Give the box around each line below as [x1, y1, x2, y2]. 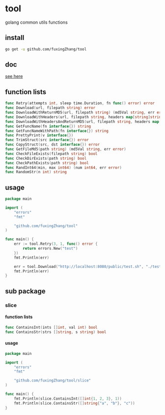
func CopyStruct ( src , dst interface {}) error [5, 142, 100, 147]
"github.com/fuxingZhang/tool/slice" [14, 378, 91, 383]
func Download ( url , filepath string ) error [5, 106, 96, 111]
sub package [5, 287, 46, 295]
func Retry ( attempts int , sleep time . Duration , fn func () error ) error [5, 101, 155, 106]
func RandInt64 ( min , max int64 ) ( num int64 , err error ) [5, 165, 122, 170]
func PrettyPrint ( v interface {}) [5, 133, 74, 138]
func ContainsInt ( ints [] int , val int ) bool [5, 325, 98, 330]
